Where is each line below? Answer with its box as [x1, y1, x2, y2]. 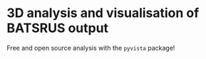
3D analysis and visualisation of [6, 5, 200, 21]
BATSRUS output [6, 20, 108, 36]
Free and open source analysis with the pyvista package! [6, 43, 175, 52]
